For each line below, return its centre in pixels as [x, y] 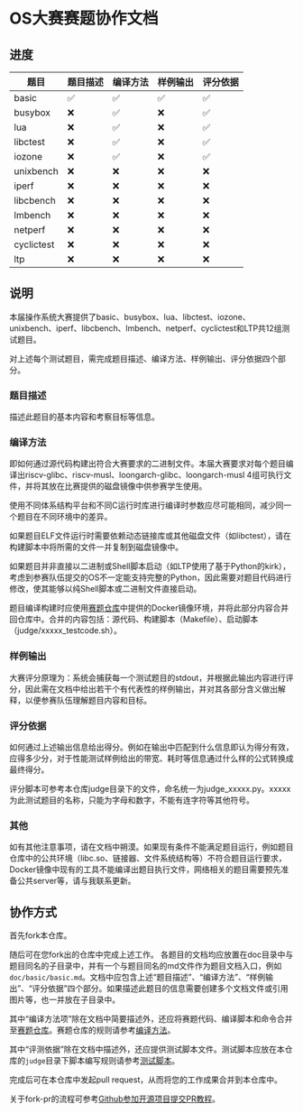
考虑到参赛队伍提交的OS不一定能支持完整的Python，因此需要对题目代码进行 [151, 577]
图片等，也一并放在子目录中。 [64, 1000]
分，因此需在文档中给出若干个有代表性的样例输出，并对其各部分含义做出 [143, 689]
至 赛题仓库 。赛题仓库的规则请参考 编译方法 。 [92, 1030]
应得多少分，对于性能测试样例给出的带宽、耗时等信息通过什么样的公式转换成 [151, 758]
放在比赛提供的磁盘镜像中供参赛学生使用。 [128, 486]
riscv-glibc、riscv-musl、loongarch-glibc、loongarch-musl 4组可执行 [154, 475]
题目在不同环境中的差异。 [64, 517]
